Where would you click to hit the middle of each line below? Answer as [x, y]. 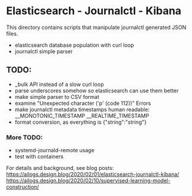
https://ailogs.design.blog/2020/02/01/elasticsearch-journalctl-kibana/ [93, 174]
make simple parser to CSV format [57, 97]
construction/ [23, 187]
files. [12, 33]
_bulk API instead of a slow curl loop [59, 84]
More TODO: [25, 137]
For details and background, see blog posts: [60, 168]
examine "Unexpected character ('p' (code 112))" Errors [83, 103]
